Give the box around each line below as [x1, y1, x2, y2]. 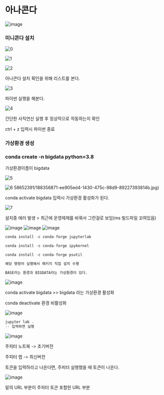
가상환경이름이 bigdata [5, 165, 50, 171]
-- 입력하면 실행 [5, 324, 34, 329]
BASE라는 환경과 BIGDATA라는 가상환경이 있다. [5, 270, 88, 275]
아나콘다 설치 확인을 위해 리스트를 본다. [5, 75, 80, 82]
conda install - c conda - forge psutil [5, 252, 83, 257]
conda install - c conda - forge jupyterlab [5, 235, 92, 240]
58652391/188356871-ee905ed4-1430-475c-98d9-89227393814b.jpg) [14, 185, 159, 191]
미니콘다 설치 [5, 34, 34, 41]
